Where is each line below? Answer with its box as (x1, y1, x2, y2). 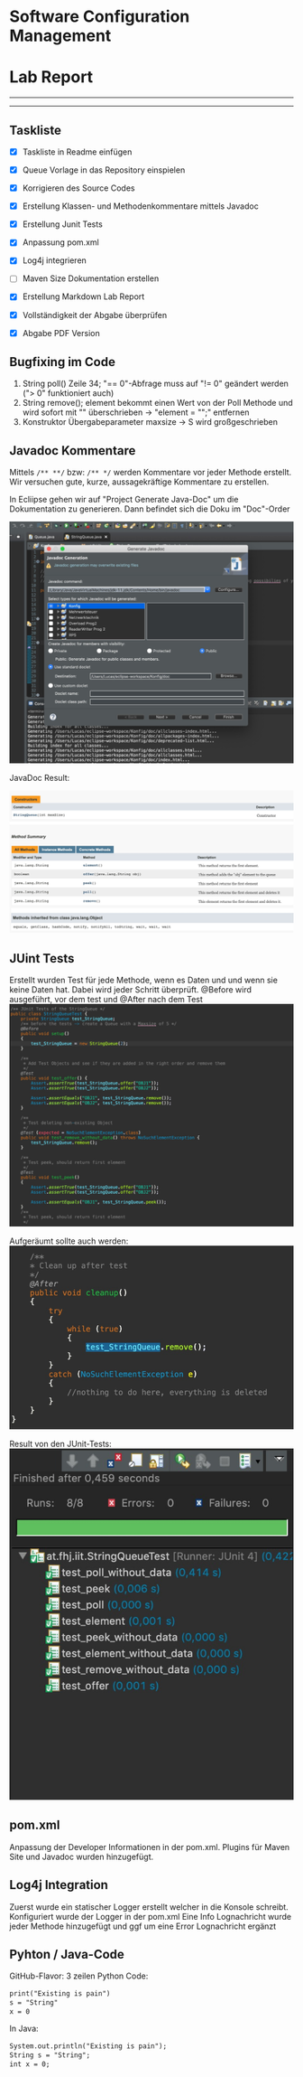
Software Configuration (9, 6, 190, 27)
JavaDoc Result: (9, 772, 70, 783)
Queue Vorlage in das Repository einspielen (22, 164, 186, 175)
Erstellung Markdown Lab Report (22, 291, 145, 302)
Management (9, 25, 112, 46)
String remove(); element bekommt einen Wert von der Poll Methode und (22, 398, 293, 409)
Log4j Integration (9, 1877, 108, 1893)
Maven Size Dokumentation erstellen (22, 273, 160, 284)
